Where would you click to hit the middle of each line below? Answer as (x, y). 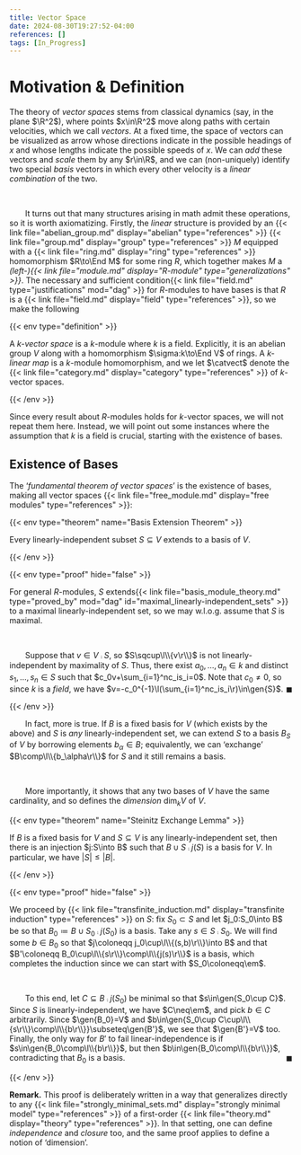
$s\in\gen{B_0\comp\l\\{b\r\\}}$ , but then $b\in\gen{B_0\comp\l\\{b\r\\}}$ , (145, 1048)
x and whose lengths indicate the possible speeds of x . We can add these (146, 150)
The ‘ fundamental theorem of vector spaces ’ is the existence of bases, (141, 485)
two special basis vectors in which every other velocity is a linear (130, 169)
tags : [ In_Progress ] (48, 43)
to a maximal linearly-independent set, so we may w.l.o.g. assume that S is (147, 611)
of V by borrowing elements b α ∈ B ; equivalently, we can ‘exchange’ (136, 746)
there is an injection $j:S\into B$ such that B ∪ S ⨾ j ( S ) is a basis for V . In (141, 847)
